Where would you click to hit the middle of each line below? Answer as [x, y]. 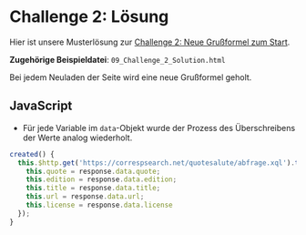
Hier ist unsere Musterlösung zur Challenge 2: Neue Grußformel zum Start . [150, 42]
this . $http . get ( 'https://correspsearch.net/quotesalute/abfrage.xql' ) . [157, 163]
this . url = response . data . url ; [85, 197]
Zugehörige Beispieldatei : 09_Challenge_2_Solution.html [117, 59]
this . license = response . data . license [99, 205]
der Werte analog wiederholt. [77, 138]
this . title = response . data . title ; [93, 189]
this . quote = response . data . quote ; [93, 171]
